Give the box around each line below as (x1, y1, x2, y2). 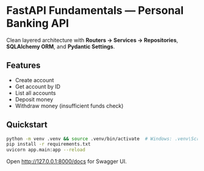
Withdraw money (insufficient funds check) (15, 102, 124, 109)
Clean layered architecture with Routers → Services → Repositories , (6, 36, 178, 44)
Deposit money (15, 95, 53, 103)
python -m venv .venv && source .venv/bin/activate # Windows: (6, 135, 172, 142)
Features (6, 60, 41, 71)
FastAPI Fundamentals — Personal (6, 4, 184, 18)
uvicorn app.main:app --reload (6, 147, 86, 153)
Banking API (6, 16, 69, 30)
